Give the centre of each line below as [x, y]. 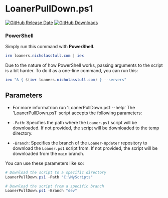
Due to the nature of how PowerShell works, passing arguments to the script [84, 65]
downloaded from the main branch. [48, 153]
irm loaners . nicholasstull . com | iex [45, 56]
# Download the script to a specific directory [56, 172]
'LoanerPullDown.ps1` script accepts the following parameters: [77, 113]
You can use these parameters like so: [45, 163]
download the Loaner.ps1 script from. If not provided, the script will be [85, 148]
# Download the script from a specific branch [55, 186]
